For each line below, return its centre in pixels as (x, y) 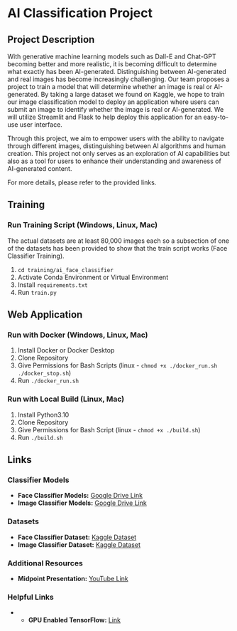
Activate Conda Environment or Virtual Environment (93, 277)
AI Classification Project (80, 13)
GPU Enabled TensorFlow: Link (75, 620)
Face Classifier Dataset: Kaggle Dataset (77, 537)
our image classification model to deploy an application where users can (113, 102)
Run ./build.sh (40, 437)
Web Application (45, 315)
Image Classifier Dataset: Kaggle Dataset (79, 544)
